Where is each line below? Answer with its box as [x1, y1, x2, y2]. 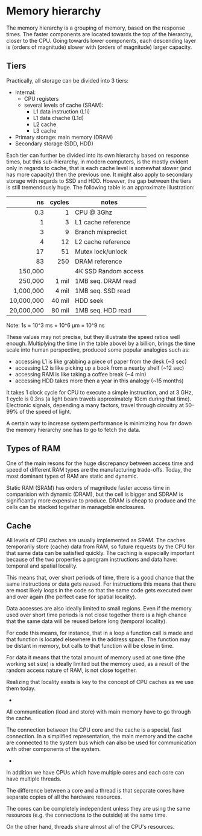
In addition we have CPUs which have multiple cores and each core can [6, 769, 185, 776]
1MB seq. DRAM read [75, 276, 136, 285]
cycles [49, 198, 69, 206]
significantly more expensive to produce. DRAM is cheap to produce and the [6, 496, 196, 504]
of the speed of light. [19, 408, 72, 415]
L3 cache [33, 127, 57, 134]
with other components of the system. [6, 746, 101, 753]
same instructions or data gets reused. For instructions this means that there [6, 580, 196, 587]
